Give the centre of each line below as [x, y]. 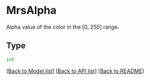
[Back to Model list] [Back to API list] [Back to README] [75, 71]
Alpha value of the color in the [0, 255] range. [63, 27]
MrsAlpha [31, 10]
